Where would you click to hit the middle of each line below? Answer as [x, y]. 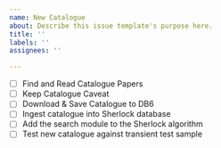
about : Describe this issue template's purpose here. [111, 26]
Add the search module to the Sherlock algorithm [112, 124]
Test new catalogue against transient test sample [112, 134]
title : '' [28, 34]
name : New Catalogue [48, 17]
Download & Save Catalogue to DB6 [88, 104]
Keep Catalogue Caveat [65, 94]
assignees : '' [36, 51]
